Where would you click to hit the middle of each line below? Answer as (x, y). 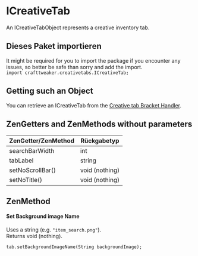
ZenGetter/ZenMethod (42, 141)
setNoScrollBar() (33, 170)
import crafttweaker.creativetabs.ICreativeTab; (67, 73)
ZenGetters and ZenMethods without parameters (99, 124)
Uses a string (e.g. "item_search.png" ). (54, 229)
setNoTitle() (26, 180)
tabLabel (21, 161)
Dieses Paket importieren (54, 46)
